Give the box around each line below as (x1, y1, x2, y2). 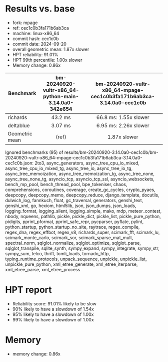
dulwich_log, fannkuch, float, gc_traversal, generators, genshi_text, (5, 197, 143, 203)
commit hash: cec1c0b (12, 36, 59, 42)
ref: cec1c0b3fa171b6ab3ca (12, 25, 69, 31)
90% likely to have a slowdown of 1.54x (12, 306, 94, 312)
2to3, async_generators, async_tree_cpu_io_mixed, (34, 160, 140, 166)
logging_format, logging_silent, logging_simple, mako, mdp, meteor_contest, (5, 208, 161, 214)
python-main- (43, 93, 79, 100)
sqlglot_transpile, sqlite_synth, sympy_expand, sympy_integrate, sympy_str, (5, 245, 159, 251)
